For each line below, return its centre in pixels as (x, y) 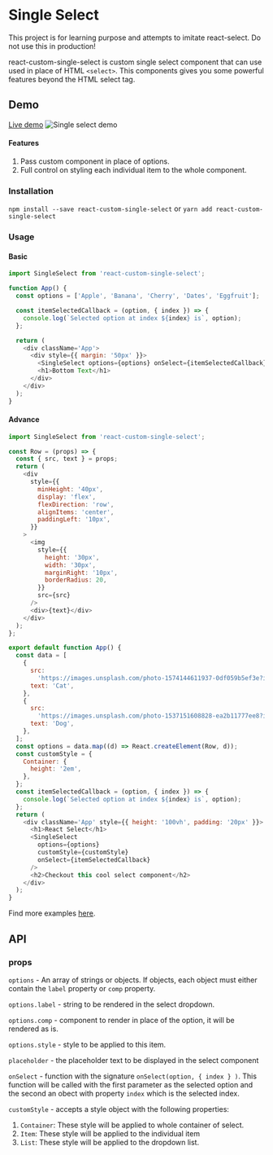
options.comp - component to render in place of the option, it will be (122, 1020)
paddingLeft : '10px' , (74, 520)
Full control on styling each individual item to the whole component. (133, 169)
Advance (24, 419)
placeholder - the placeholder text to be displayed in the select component (134, 1060)
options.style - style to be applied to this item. (87, 1044)
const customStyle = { (54, 754)
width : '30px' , (70, 565)
